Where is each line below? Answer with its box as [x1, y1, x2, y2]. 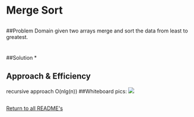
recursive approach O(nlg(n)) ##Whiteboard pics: [6, 87, 128, 95]
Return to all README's [6, 105, 63, 112]
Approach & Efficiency [6, 71, 91, 82]
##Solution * [6, 54, 37, 61]
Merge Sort [6, 4, 63, 17]
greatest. [6, 33, 28, 40]
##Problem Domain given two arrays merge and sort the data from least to [6, 27, 188, 34]
